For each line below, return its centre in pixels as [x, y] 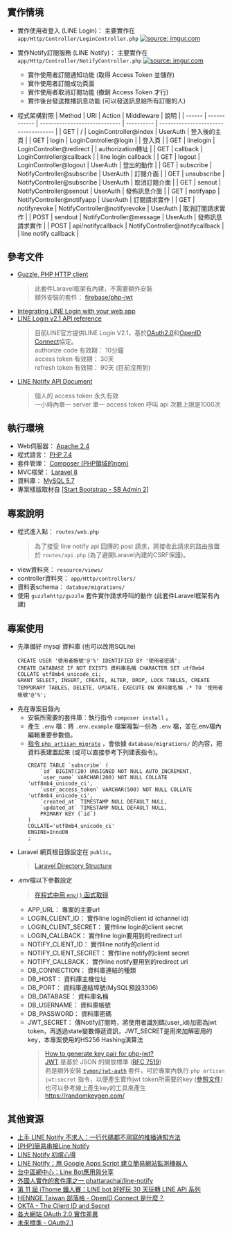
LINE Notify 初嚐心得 [46, 1155]
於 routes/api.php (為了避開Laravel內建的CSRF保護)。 [112, 555]
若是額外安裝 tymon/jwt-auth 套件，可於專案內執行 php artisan [135, 1071]
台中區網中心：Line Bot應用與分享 [65, 1172]
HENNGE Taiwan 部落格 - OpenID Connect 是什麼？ [91, 1198]
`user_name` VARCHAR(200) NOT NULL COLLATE [104, 778]
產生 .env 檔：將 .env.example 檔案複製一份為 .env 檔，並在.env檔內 [124, 726]
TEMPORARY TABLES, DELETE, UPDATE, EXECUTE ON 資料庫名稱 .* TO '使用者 [120, 688]
